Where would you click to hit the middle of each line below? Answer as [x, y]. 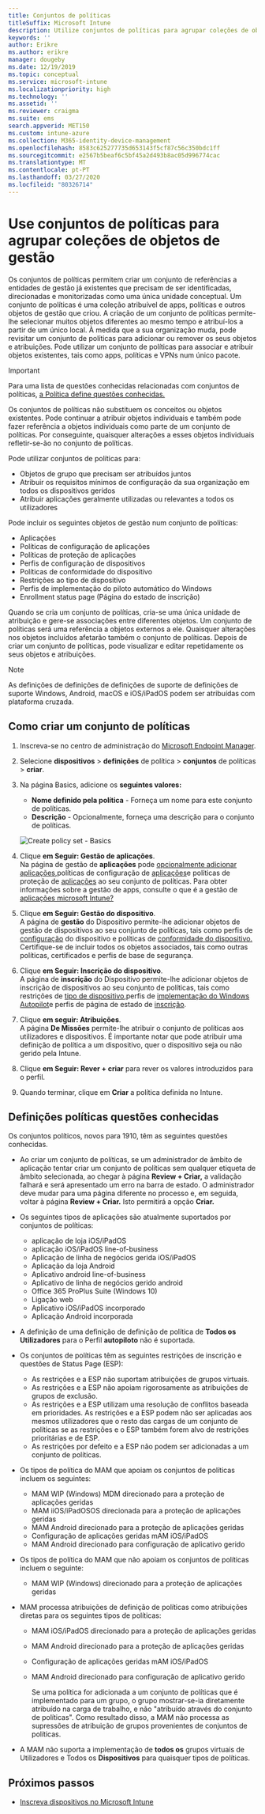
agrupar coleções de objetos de [114, 240]
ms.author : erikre [38, 52]
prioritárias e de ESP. [65, 1438]
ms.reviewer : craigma [44, 112]
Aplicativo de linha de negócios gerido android [107, 1283]
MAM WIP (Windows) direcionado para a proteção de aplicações [137, 1584]
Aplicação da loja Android [73, 1266]
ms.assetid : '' [33, 104]
